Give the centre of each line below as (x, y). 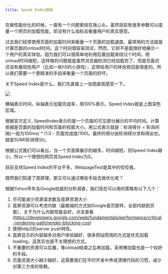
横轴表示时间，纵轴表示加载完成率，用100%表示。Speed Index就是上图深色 (83, 104)
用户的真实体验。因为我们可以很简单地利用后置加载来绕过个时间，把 (79, 54)
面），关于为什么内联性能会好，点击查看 (53, 212)
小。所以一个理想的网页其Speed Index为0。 (50, 157)
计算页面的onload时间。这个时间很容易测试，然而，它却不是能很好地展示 (80, 48)
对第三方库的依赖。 (32, 266)
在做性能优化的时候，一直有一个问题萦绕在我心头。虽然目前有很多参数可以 (82, 25)
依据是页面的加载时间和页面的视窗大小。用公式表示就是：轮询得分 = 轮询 (80, 127)
